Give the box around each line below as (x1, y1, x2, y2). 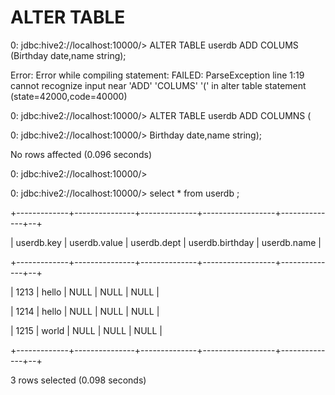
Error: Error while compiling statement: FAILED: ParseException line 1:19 (10, 69, 305, 81)
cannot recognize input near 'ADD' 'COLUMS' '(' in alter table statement (10, 79, 307, 91)
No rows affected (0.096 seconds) (10, 148, 153, 160)
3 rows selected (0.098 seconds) (10, 374, 147, 386)
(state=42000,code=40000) (10, 90, 128, 102)
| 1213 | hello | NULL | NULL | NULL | (10, 286, 160, 298)
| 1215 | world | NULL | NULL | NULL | (10, 324, 163, 336)
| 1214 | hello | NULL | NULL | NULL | (10, 305, 160, 317)
